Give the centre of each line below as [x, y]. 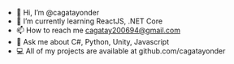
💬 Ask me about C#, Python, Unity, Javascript [92, 42]
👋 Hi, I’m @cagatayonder [58, 13]
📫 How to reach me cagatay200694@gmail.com [98, 30]
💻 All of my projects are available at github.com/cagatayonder [121, 51]
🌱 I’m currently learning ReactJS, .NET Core [89, 21]
